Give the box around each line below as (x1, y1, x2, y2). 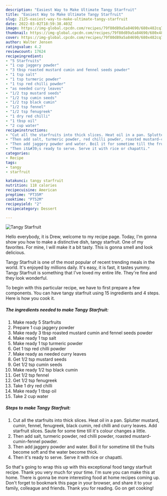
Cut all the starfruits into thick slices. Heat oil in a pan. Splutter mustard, (12, 417, 160, 423)
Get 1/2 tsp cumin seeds (12, 362, 62, 368)
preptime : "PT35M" (5, 192, 44, 197)
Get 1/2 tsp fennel (12, 372, 49, 378)
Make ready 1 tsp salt (12, 335, 56, 341)
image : (5, 26, 19, 31)
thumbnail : (5, 30, 28, 35)
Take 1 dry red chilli (12, 383, 53, 389)
